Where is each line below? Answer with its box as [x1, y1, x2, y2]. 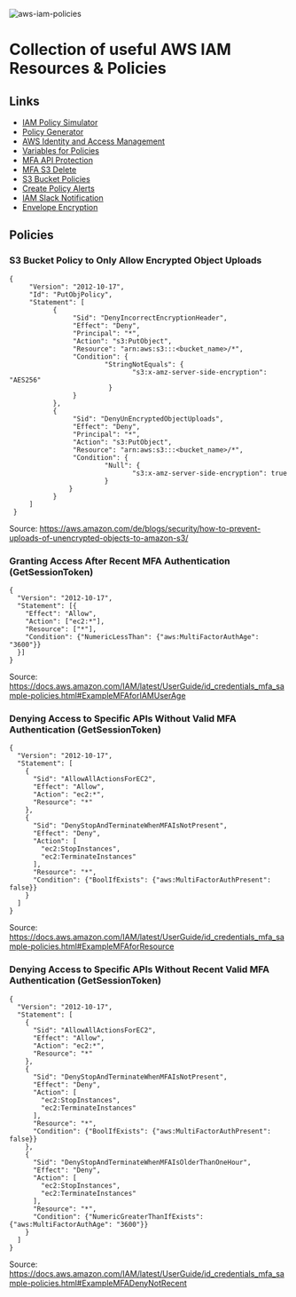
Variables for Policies [21, 146, 100, 155]
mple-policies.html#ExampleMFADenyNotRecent [9, 1277, 188, 1288]
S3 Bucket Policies [21, 174, 90, 184]
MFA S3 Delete [21, 164, 77, 175]
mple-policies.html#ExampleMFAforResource [9, 941, 175, 952]
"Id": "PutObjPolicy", [28, 289, 113, 299]
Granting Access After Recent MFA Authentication [9, 555, 230, 567]
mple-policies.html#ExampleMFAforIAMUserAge [9, 690, 186, 700]
